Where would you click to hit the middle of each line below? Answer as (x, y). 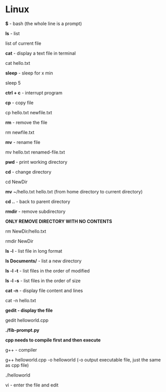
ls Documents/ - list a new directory (43, 261)
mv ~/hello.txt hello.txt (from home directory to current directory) (74, 191)
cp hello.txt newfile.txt (29, 112)
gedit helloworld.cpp (27, 320)
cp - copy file (19, 103)
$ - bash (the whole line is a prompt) (44, 23)
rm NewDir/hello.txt (26, 231)
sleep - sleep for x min (29, 73)
